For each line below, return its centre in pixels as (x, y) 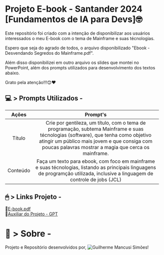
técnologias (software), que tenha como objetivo (96, 135)
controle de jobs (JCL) (96, 179)
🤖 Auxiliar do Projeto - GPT (31, 214)
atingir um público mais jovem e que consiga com (96, 141)
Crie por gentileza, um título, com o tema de (96, 123)
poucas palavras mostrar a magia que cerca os (96, 147)
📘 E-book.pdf (18, 209)
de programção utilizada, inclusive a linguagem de (96, 173)
